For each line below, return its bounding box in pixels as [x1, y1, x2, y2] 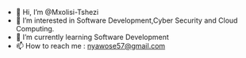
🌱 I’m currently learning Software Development [15, 32, 169, 42]
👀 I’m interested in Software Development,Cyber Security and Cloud [15, 16, 238, 25]
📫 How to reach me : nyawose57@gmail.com [15, 42, 166, 50]
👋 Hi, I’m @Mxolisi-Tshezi [15, 8, 99, 16]
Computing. [15, 24, 55, 33]
